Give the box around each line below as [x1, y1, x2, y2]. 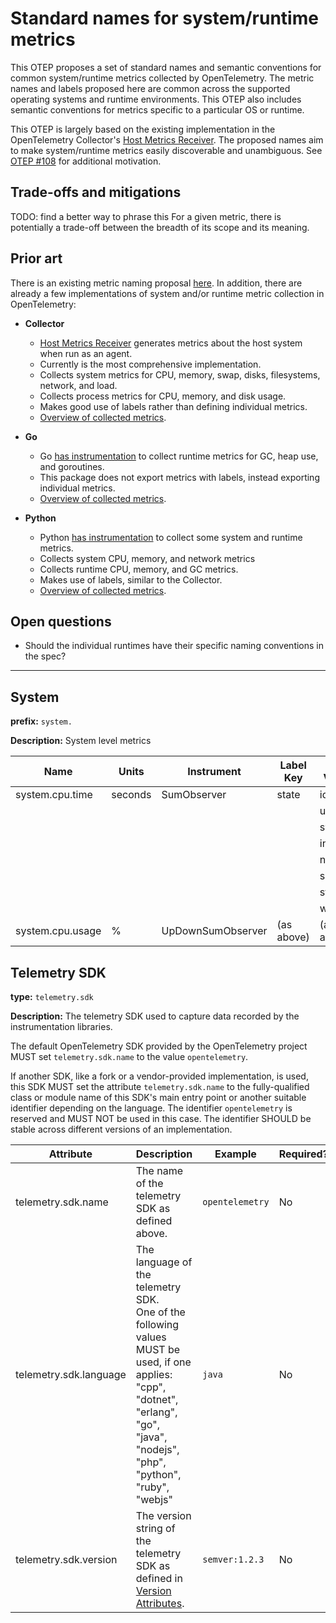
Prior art [10, 250, 63, 267]
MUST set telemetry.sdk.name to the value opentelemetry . [10, 1051, 249, 1062]
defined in [135, 1572, 183, 1585]
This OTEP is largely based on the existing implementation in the [10, 123, 276, 135]
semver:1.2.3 [202, 1554, 265, 1565]
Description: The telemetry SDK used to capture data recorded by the [10, 1010, 300, 1022]
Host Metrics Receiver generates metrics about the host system [39, 337, 303, 349]
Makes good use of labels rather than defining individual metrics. [39, 400, 308, 412]
